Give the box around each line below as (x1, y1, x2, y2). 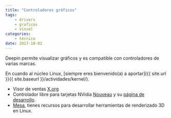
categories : (5, 31, 31, 36)
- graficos (14, 22, 38, 27)
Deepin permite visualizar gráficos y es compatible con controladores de (5, 55, 159, 61)
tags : (5, 12, 17, 17)
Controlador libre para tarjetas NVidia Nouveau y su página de (12, 91, 145, 97)
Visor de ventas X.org (12, 86, 59, 92)
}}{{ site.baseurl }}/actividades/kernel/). (5, 75, 90, 82)
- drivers (14, 17, 36, 22)
